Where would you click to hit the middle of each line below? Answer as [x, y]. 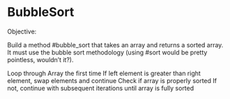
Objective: [22, 31]
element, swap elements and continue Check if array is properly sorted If [112, 80]
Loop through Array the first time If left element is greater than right [104, 73]
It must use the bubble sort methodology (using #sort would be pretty [107, 52]
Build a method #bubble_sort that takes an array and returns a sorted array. [115, 45]
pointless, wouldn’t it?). [40, 59]
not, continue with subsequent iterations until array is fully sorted [101, 88]
